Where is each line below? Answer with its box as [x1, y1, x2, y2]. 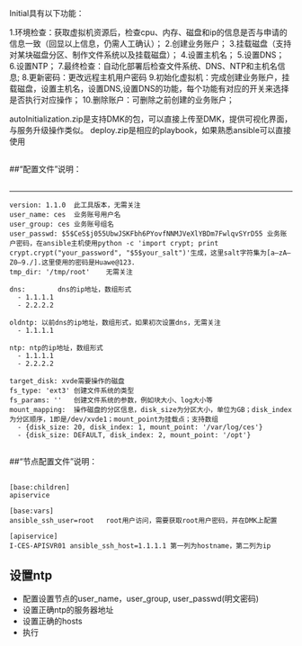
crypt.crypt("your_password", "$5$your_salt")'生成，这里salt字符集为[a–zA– [9, 248, 291, 257]
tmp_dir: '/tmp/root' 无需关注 [9, 267, 133, 276]
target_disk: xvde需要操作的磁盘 [9, 376, 125, 385]
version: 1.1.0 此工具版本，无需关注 [9, 201, 141, 210]
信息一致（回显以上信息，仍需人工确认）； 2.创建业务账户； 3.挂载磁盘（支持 [9, 39, 292, 49]
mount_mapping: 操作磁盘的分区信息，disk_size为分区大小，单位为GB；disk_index [9, 405, 292, 414]
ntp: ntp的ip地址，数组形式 [9, 343, 103, 353]
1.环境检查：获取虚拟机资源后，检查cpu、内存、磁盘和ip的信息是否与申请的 [9, 27, 288, 38]
